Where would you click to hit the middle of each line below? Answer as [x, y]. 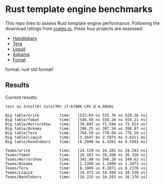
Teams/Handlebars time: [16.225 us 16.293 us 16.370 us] [76, 177]
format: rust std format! [30, 69]
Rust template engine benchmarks [79, 9]
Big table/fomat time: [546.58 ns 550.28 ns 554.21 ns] [76, 120]
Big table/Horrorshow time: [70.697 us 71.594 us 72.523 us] [76, 124]
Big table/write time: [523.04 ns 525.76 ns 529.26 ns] [76, 115]
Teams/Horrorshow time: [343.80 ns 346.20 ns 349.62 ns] [76, 159]
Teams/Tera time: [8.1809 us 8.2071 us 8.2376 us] [76, 168]
